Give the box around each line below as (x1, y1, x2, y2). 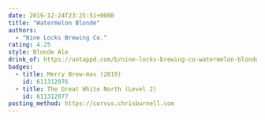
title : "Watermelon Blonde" (8, 19, 101, 27)
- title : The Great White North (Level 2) (15, 84, 157, 93)
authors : (8, 26, 37, 34)
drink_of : (8, 56, 41, 64)
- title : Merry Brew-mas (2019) (15, 70, 122, 78)
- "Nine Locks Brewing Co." (15, 33, 108, 42)
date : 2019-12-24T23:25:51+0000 (8, 11, 114, 20)
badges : (8, 63, 34, 71)
